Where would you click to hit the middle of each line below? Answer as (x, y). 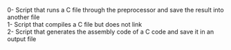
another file (24, 17)
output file (22, 39)
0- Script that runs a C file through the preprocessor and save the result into (115, 10)
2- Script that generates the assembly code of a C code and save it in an (111, 32)
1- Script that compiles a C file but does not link (75, 24)
